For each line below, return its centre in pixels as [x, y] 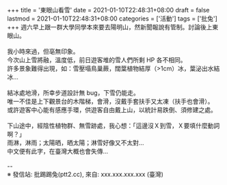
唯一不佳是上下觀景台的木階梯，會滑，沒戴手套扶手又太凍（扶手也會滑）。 [110, 101]
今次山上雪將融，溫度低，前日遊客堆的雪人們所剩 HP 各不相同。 [97, 60]
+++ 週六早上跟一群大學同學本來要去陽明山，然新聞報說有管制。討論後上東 [113, 27]
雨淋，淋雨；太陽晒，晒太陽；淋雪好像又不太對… [76, 143]
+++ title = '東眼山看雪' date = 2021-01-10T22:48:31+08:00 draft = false [108, 10]
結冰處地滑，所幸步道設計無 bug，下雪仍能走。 [74, 93]
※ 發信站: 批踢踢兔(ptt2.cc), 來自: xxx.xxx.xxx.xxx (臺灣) [85, 174]
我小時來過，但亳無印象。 [43, 51]
